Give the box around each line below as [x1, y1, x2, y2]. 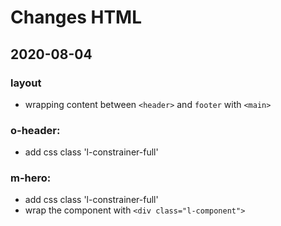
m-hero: [10, 171, 52, 185]
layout [10, 76, 42, 90]
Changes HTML [10, 6, 143, 29]
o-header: [10, 123, 61, 137]
